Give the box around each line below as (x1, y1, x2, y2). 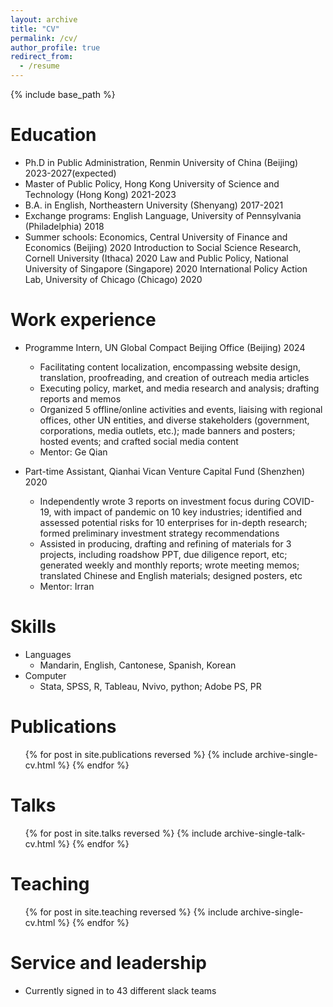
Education (10, 124, 97, 146)
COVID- (282, 495, 315, 507)
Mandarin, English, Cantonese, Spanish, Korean (39, 659, 237, 671)
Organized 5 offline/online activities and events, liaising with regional (39, 403, 323, 415)
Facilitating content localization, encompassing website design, (39, 361, 301, 373)
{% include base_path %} (10, 89, 116, 100)
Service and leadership (10, 951, 207, 974)
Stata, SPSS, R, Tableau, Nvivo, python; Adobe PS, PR (39, 680, 262, 692)
